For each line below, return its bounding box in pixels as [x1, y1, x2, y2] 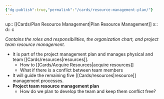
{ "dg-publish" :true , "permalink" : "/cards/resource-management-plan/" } [5, 7, 153, 12]
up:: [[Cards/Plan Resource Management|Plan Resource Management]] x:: [5, 21, 158, 27]
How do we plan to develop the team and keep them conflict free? [19, 88, 156, 94]
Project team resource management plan [12, 83, 99, 89]
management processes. [12, 77, 64, 83]
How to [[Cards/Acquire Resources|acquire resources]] [19, 61, 134, 67]
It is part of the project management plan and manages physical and [12, 51, 153, 57]
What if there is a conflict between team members [19, 67, 123, 73]
